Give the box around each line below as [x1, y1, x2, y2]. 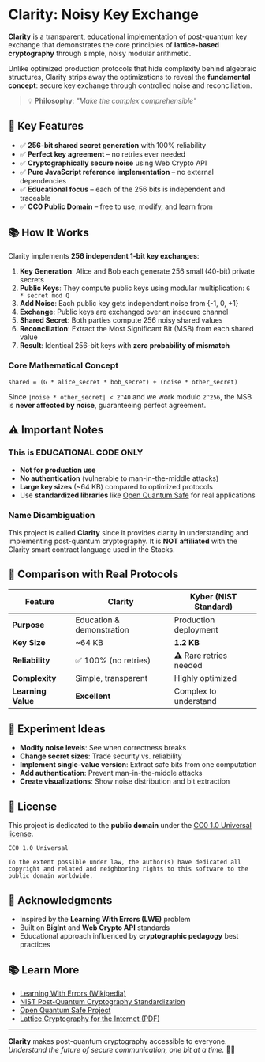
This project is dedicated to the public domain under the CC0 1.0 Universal [8, 821, 252, 830]
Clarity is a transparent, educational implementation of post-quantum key [8, 32, 248, 41]
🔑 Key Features [8, 119, 84, 133]
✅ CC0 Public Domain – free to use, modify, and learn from [19, 202, 213, 211]
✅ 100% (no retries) [74, 655, 151, 666]
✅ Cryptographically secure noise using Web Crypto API [19, 158, 207, 168]
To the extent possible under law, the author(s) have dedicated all [8, 858, 242, 867]
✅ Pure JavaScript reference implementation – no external [19, 167, 215, 176]
